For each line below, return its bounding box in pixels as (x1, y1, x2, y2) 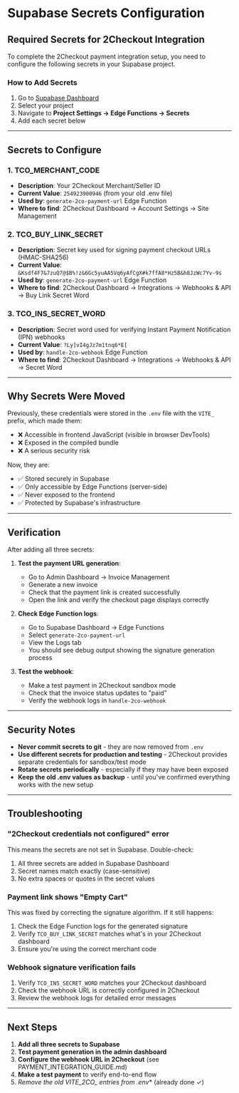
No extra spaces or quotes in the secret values (17, 874, 155, 883)
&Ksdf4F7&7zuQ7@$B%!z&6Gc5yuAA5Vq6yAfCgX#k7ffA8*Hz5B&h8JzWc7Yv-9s (17, 269, 222, 277)
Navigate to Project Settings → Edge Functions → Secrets (17, 109, 190, 118)
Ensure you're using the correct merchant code (17, 945, 156, 953)
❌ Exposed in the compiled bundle (17, 438, 119, 447)
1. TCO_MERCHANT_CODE (7, 165, 100, 175)
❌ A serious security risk (17, 447, 90, 455)
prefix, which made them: (7, 417, 83, 425)
